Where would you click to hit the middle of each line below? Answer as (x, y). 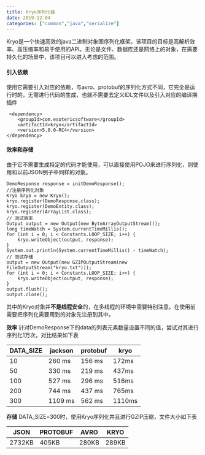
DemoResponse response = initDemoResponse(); (65, 184)
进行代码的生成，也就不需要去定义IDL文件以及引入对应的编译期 (118, 94)
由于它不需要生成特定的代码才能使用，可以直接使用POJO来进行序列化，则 (100, 164)
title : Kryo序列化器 (31, 12)
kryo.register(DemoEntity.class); (51, 206)
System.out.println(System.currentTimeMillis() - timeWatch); (87, 250)
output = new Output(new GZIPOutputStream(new (67, 262)
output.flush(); (27, 289)
